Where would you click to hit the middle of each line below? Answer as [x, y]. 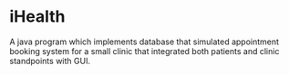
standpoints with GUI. [50, 61]
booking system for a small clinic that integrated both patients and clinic [144, 51]
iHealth [37, 17]
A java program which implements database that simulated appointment [144, 42]
